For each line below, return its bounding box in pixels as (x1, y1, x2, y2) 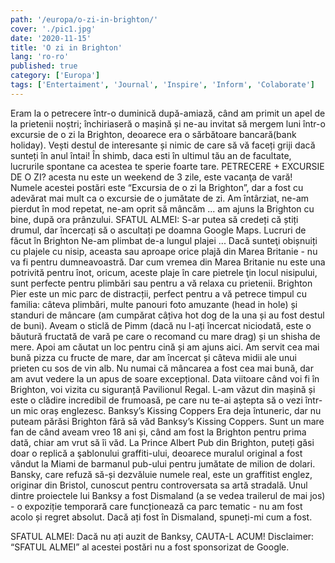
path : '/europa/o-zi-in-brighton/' (10, 14, 159, 25)
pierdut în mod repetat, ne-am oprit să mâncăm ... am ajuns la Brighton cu (10, 202, 315, 215)
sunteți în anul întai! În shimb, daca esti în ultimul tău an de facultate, (10, 149, 292, 161)
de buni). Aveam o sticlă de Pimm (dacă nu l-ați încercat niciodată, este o (10, 319, 312, 331)
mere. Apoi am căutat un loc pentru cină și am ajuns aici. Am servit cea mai (10, 341, 320, 353)
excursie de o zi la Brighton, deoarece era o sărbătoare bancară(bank (10, 128, 297, 140)
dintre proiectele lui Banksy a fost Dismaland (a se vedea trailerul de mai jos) (10, 489, 326, 501)
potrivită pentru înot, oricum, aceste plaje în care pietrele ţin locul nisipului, (10, 266, 318, 278)
